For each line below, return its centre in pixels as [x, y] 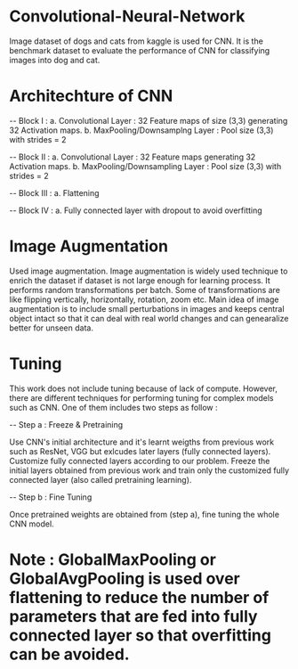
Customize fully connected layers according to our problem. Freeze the [140, 461]
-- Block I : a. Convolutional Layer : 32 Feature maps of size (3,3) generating [149, 120]
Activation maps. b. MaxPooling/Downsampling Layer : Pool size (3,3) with [145, 166]
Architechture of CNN [91, 96]
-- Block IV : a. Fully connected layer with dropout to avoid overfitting [136, 210]
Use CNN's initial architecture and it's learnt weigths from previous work [141, 442]
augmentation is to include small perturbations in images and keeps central [147, 308]
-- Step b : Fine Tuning [51, 497]
